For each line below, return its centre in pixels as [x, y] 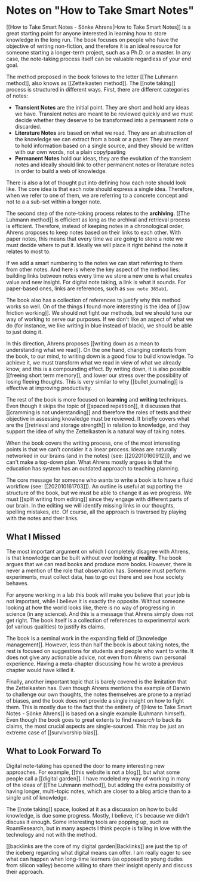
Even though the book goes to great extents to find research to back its [94, 719]
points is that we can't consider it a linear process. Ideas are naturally [92, 449]
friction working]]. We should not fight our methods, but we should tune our [99, 312]
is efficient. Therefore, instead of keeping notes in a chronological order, [95, 226]
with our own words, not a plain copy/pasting [70, 152]
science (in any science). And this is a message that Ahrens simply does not [100, 613]
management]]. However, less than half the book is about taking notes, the [98, 645]
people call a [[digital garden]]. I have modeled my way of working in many [98, 778]
